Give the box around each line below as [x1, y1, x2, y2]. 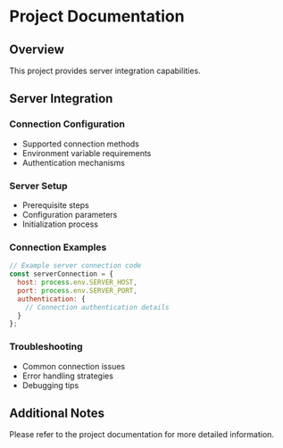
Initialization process [21, 219, 98, 229]
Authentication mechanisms [21, 157, 125, 168]
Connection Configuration [9, 118, 125, 130]
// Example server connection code [9, 261, 142, 270]
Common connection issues [21, 361, 126, 371]
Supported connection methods [21, 138, 140, 149]
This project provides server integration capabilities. [9, 65, 201, 76]
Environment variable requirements [21, 147, 152, 158]
